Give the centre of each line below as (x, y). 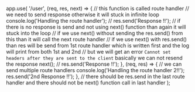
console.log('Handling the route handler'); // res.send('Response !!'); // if (93, 21)
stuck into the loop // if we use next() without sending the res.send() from (95, 33)
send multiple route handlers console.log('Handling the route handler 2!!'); (95, 70)
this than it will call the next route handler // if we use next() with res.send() (97, 39)
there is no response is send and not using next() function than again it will (96, 27)
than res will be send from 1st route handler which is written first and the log (97, 45)
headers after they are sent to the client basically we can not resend (94, 58)
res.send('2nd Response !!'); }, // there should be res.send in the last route (96, 76)
